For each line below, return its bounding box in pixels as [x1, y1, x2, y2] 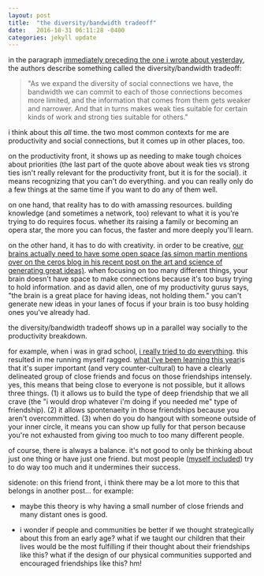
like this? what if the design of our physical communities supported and [19, 550, 252, 560]
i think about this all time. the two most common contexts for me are [8, 128, 230, 137]
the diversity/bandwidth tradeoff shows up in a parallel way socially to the [8, 323, 248, 332]
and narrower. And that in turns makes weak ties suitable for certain [27, 104, 248, 114]
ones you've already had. [8, 308, 91, 317]
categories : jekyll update [8, 33, 97, 42]
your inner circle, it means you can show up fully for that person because [8, 422, 246, 432]
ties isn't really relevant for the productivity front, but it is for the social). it [8, 168, 247, 178]
